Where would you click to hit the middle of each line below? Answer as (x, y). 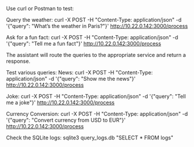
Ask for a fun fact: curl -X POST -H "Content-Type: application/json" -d (92, 37)
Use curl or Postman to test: (40, 8)
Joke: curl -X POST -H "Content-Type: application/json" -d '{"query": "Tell (96, 96)
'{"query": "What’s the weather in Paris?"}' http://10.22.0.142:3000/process (97, 26)
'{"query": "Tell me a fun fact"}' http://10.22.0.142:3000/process (84, 44)
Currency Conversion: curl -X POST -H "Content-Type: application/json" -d (97, 114)
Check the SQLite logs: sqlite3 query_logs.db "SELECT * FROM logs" (90, 138)
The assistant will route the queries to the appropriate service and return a (96, 55)
